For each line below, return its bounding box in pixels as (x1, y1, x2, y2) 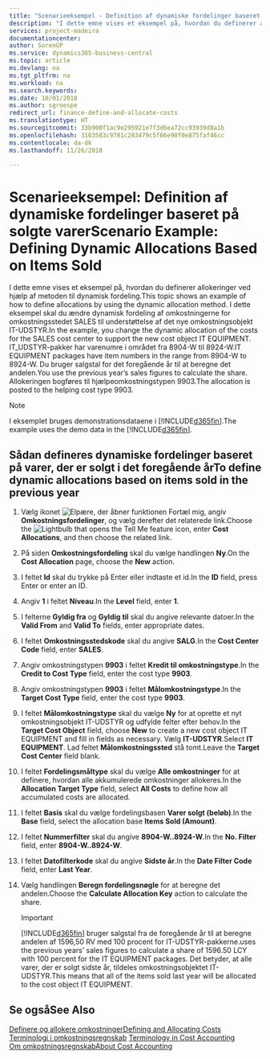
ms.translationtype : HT (9, 117, 89, 125)
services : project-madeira (9, 27, 99, 35)
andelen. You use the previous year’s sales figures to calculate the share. (9, 368, 248, 378)
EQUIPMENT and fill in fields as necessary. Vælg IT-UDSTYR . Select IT (20, 734, 254, 744)
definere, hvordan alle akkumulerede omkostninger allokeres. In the (20, 775, 242, 785)
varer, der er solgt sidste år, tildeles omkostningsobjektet (20, 963, 208, 972)
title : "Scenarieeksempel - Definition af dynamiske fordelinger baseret (9, 11, 261, 20)
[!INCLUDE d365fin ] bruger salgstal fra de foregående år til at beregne (20, 929, 252, 938)
